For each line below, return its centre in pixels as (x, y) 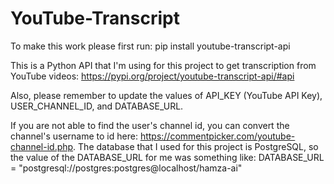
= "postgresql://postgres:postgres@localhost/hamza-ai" (126, 168)
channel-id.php (42, 146)
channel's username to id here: (74, 136)
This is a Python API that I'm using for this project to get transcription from (163, 65)
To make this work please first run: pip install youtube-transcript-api (150, 46)
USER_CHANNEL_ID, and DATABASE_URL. (97, 106)
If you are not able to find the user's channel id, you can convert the (150, 125)
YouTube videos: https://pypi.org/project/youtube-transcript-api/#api (152, 76)
